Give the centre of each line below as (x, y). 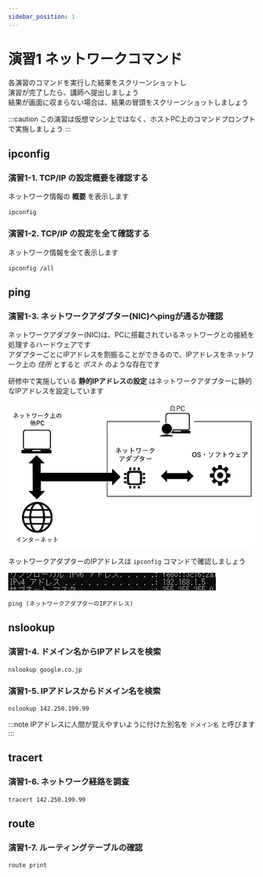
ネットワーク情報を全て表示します (63, 252)
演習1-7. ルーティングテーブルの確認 (75, 847)
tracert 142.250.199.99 (47, 800)
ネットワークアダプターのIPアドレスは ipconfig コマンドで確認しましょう (127, 561)
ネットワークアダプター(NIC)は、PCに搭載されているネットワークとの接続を (131, 335)
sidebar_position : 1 (42, 17)
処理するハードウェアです (49, 345)
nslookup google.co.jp (45, 670)
